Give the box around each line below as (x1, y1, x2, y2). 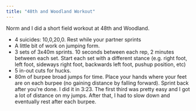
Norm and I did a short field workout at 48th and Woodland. (6, 25, 150, 32)
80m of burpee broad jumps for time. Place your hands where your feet (14, 73, 187, 80)
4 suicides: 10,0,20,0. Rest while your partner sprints (14, 36, 142, 43)
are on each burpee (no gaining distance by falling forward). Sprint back (14, 79, 189, 86)
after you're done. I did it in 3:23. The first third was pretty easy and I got (14, 85, 190, 92)
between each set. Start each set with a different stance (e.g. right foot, (14, 54, 187, 61)
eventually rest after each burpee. (14, 98, 97, 105)
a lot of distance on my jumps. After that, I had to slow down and (14, 92, 170, 99)
